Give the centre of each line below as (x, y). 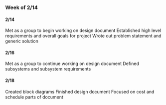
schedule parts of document (34, 97)
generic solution (22, 41)
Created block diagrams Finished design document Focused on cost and (80, 91)
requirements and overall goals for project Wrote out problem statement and (83, 36)
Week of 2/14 (22, 7)
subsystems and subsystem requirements (48, 69)
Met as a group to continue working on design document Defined (72, 63)
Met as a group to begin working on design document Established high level (83, 30)
